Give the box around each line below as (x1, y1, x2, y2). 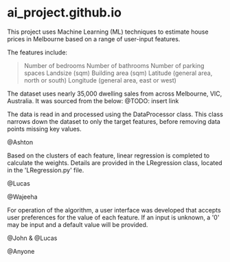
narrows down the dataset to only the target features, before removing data (7, 117, 221, 125)
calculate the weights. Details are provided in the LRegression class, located (7, 158, 222, 166)
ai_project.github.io (7, 5, 122, 21)
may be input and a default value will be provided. (7, 220, 148, 228)
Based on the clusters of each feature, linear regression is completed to (7, 151, 210, 160)
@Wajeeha (7, 193, 38, 201)
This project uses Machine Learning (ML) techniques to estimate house (7, 28, 209, 36)
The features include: (7, 48, 67, 56)
